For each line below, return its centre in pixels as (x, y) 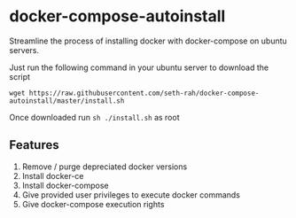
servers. (24, 50)
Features (34, 145)
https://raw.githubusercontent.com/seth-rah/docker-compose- (144, 93)
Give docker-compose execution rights (93, 204)
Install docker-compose (65, 185)
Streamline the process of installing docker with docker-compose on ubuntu (148, 41)
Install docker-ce (53, 175)
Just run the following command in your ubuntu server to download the (139, 67)
